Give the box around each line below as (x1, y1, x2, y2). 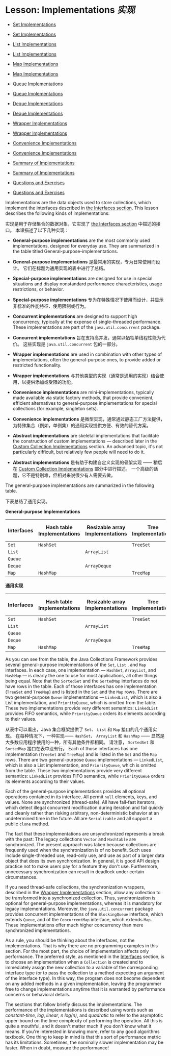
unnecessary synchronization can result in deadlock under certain (5, 868, 144, 875)
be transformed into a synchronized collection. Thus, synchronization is (5, 895, 156, 901)
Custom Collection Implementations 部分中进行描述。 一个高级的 (18, 465, 154, 472)
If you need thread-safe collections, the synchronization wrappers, (5, 883, 146, 890)
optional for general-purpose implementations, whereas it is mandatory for (5, 900, 162, 906)
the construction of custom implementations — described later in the (12, 438, 157, 444)
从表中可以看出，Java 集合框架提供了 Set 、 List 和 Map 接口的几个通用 (5, 726, 153, 732)
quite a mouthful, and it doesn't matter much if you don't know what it (5, 1023, 152, 1029)
